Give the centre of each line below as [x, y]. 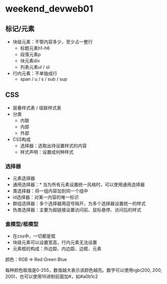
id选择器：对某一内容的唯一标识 [46, 197]
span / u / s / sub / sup [44, 79]
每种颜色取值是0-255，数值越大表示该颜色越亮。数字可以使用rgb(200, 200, [83, 270]
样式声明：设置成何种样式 [47, 152]
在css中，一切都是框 [34, 236]
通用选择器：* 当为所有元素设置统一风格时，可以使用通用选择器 [79, 184]
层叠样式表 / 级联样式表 [37, 108]
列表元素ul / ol [35, 67]
